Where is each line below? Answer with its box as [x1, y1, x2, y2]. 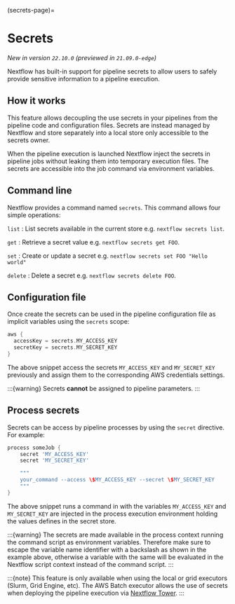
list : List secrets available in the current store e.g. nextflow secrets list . [7, 224, 225, 233]
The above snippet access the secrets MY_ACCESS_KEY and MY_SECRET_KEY [7, 363, 215, 371]
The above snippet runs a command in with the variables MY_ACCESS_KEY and [7, 502, 227, 510]
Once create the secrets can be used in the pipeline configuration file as [7, 310, 216, 318]
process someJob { [7, 444, 61, 451]
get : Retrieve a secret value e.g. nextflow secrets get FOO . [7, 238, 180, 246]
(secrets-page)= [7, 6, 55, 14]
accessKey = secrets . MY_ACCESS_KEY [13, 338, 118, 345]
